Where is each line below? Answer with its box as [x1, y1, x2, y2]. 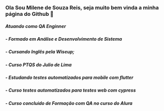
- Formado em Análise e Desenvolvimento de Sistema [5, 36, 122, 42]
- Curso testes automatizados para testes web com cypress [5, 87, 136, 93]
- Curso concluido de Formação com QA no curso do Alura [5, 100, 133, 106]
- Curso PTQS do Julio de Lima [5, 62, 72, 68]
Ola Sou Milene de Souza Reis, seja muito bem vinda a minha [5, 4, 159, 11]
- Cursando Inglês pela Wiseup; [5, 49, 75, 55]
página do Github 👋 [5, 10, 54, 17]
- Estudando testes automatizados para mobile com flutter [5, 74, 134, 80]
